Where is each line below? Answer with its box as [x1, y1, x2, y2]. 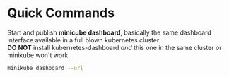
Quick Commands [7, 5, 115, 21]
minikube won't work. [7, 51, 71, 59]
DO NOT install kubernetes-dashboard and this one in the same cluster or [7, 43, 222, 52]
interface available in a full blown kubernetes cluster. [7, 35, 161, 44]
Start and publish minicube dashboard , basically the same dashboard [7, 28, 212, 37]
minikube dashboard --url [7, 64, 83, 71]
